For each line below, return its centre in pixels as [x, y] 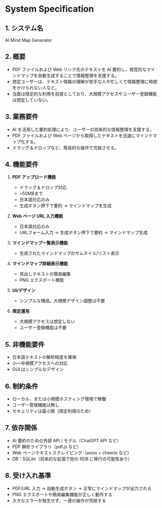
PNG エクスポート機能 [42, 280]
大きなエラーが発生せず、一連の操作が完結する [59, 500]
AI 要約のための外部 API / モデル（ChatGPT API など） [66, 440]
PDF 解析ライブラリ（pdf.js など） [47, 447]
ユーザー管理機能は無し [36, 405]
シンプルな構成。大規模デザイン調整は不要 [62, 301]
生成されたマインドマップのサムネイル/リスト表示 [69, 253]
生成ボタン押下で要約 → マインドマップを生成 [65, 206]
